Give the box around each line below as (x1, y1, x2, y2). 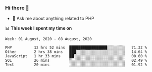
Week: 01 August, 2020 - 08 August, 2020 (5, 37, 92, 42)
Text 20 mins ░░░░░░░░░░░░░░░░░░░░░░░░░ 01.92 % (5, 62, 148, 68)
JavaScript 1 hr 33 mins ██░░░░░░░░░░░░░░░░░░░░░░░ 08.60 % (5, 54, 148, 59)
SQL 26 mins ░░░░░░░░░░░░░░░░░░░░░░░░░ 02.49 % (5, 58, 148, 63)
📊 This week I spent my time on (5, 25, 72, 31)
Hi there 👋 (5, 4, 30, 11)
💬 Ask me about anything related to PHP (12, 16, 95, 22)
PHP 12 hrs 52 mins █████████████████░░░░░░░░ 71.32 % (5, 45, 148, 50)
